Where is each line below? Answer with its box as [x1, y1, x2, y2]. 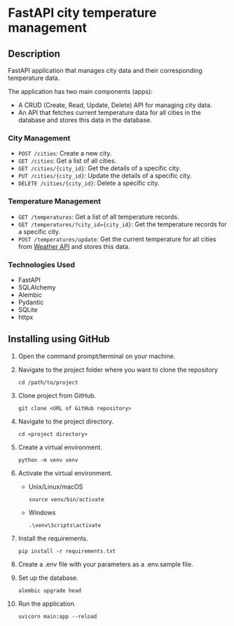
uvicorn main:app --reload [18, 613, 97, 620]
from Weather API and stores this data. [18, 242, 130, 250]
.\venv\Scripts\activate [28, 522, 102, 529]
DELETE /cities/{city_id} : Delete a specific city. [18, 179, 160, 187]
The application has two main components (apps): [8, 88, 153, 95]
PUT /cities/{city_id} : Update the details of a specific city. [18, 172, 192, 180]
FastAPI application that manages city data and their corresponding [8, 67, 202, 74]
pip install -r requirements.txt [18, 547, 116, 554]
